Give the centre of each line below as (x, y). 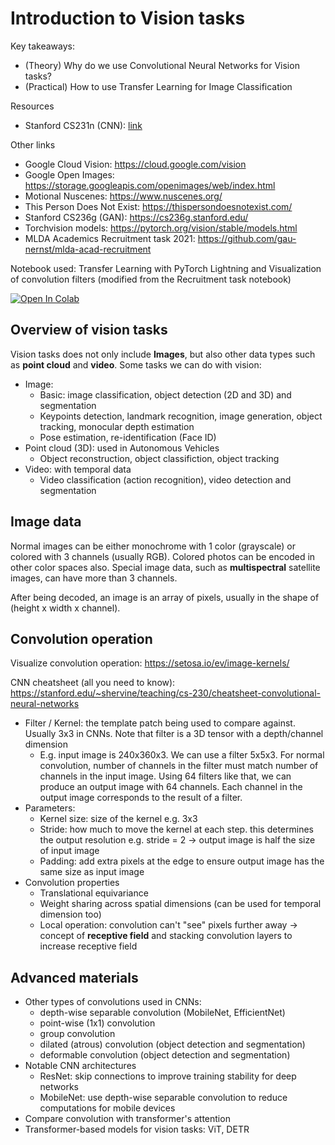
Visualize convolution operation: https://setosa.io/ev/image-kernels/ (150, 663)
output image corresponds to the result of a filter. (141, 798)
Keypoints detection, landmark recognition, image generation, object (181, 416)
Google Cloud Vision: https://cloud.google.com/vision (135, 164)
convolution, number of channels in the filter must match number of (179, 766)
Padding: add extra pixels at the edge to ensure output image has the (182, 861)
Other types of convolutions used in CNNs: (113, 1002)
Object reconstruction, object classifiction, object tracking (159, 458)
